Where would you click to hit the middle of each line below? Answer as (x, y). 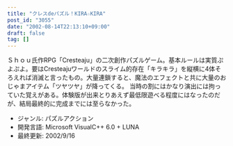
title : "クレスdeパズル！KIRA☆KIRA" (57, 14)
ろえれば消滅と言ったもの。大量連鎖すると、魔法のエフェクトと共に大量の (114, 78)
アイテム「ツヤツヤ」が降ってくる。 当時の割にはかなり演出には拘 (120, 86)
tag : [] (18, 40)
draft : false (26, 33)
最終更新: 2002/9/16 (46, 136)
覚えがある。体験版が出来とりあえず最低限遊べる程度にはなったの (120, 95)
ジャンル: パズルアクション (55, 118)
